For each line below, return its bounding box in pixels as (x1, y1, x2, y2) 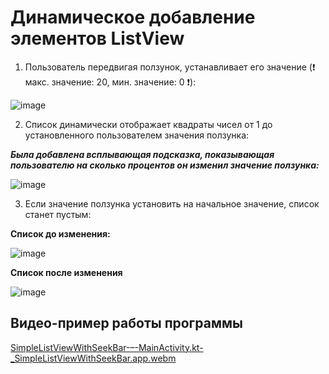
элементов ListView (10, 27, 185, 50)
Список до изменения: (10, 227, 111, 240)
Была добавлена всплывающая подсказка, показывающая (10, 148, 275, 160)
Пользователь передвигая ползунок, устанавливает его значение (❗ (24, 61, 316, 73)
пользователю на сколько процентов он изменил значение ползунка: (10, 159, 320, 171)
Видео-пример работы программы (10, 315, 243, 332)
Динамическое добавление (10, 6, 256, 29)
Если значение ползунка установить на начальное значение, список (24, 197, 320, 210)
